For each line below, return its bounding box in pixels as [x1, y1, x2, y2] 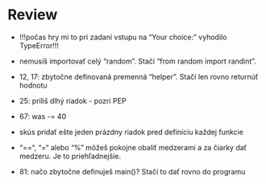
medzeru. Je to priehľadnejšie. [19, 151, 122, 161]
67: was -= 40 [19, 111, 67, 121]
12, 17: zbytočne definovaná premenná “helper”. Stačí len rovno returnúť [19, 72, 259, 81]
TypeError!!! [19, 40, 60, 50]
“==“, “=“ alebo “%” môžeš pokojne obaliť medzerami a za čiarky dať [19, 142, 247, 152]
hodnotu [19, 80, 48, 90]
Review [7, 6, 58, 24]
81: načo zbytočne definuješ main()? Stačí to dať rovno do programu [19, 166, 246, 176]
